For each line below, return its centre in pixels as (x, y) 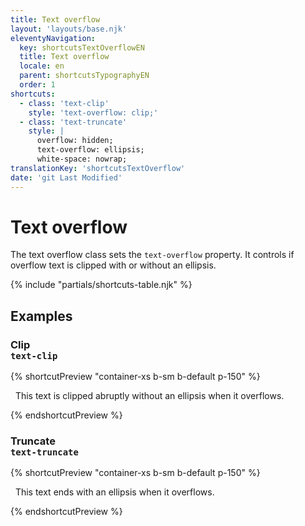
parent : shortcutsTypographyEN (84, 76)
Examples (41, 316)
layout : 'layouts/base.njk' (69, 29)
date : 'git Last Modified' (66, 177)
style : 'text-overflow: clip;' (93, 112)
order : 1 (37, 85)
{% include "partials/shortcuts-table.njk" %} (101, 285)
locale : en (42, 66)
